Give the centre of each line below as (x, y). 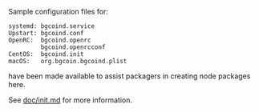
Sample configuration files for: (58, 12)
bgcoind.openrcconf (73, 47)
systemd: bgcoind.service (51, 26)
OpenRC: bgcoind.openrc (50, 40)
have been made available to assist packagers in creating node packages (129, 76)
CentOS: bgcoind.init (46, 54)
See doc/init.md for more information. (70, 100)
